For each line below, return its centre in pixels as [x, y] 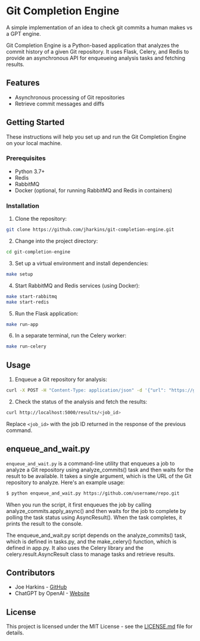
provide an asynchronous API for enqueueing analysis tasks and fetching [96, 58]
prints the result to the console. [45, 523]
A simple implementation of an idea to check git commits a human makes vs [99, 27]
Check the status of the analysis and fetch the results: [81, 401]
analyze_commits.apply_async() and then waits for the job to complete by [96, 511]
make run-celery [26, 346]
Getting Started [35, 122]
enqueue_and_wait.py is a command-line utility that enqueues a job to [90, 463]
